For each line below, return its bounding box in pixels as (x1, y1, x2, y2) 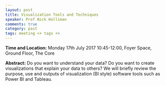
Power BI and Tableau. (5, 76, 52, 82)
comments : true (5, 21, 38, 27)
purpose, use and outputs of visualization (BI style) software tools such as (5, 71, 160, 76)
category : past (5, 26, 38, 31)
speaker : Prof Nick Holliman (5, 17, 67, 22)
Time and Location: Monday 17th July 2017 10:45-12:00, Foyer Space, (5, 45, 152, 51)
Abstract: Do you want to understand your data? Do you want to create (5, 60, 155, 66)
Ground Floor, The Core (5, 50, 55, 56)
